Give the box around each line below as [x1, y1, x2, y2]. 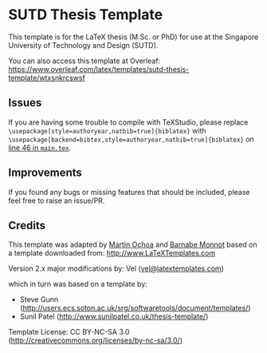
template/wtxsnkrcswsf [8, 73, 85, 82]
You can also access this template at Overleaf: [8, 56, 161, 65]
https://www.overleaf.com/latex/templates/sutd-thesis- [8, 64, 190, 73]
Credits [8, 218, 46, 232]
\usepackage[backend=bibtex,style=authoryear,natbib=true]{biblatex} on [8, 134, 255, 144]
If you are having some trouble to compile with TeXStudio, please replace [8, 117, 249, 127]
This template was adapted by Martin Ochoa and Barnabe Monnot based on [8, 240, 257, 249]
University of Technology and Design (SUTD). [8, 40, 159, 50]
